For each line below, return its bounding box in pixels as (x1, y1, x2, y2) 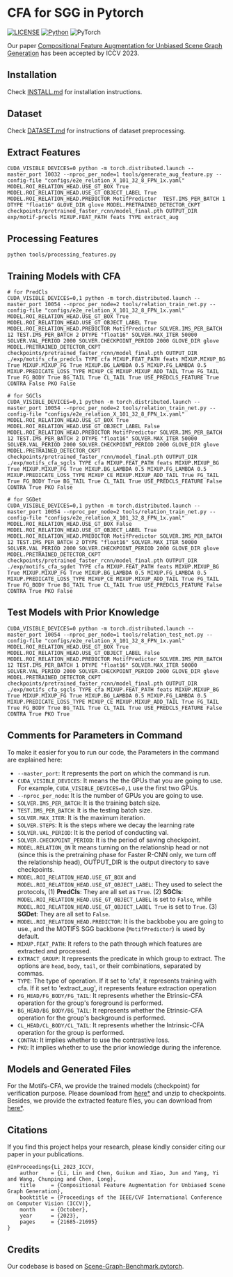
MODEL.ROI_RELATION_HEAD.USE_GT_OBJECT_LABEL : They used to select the (17, 880, 223, 889)
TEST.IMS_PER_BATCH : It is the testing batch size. (17, 806, 153, 814)
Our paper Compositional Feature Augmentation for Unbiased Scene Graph (7, 41, 223, 50)
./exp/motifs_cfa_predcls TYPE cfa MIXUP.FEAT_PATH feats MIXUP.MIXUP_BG (7, 356, 226, 363)
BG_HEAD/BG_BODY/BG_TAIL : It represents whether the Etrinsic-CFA (17, 1006, 203, 1014)
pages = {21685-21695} (19, 1218, 98, 1225)
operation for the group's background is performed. (17, 1013, 166, 1022)
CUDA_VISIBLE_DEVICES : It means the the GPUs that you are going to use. (17, 776, 223, 785)
